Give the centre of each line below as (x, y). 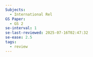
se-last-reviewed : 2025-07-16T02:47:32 (47, 33)
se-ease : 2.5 (19, 38)
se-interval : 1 (21, 28)
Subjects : (15, 10)
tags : (11, 42)
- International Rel (31, 14)
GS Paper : (15, 19)
